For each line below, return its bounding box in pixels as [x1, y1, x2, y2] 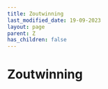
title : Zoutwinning [7, 10, 64, 18]
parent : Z [7, 29, 36, 37]
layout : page [7, 23, 45, 30]
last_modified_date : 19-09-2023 [7, 17, 101, 24]
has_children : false [7, 36, 68, 43]
